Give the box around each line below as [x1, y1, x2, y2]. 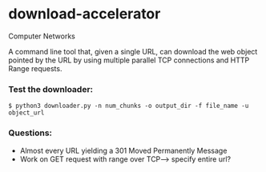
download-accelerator [8, 5, 161, 23]
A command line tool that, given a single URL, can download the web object [8, 46, 258, 56]
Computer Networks [8, 31, 76, 41]
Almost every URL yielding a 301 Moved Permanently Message [19, 146, 228, 155]
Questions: [8, 127, 53, 138]
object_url [8, 109, 45, 117]
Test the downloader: [8, 83, 94, 94]
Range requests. [8, 63, 62, 73]
